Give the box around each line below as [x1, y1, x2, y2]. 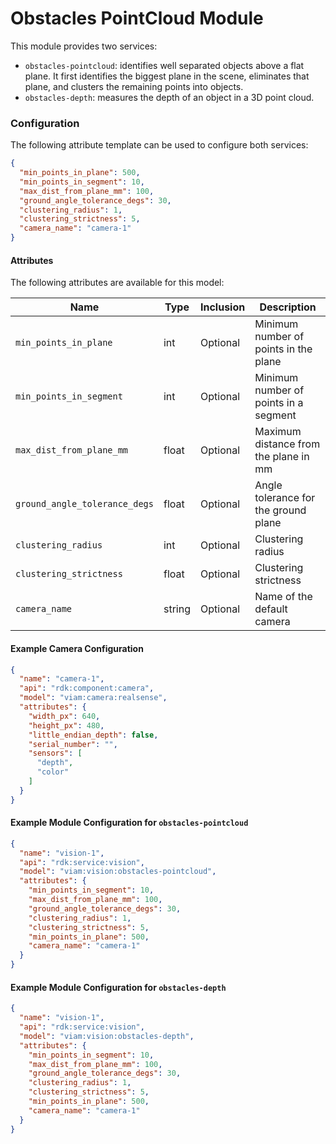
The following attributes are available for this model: [10, 277, 225, 289]
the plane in [254, 450, 310, 464]
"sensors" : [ [28, 748, 83, 759]
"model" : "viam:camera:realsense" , [19, 693, 168, 703]
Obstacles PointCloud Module [10, 7, 264, 30]
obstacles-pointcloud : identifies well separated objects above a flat [24, 59, 305, 71]
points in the [254, 342, 313, 356]
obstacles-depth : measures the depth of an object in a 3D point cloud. [24, 91, 315, 103]
